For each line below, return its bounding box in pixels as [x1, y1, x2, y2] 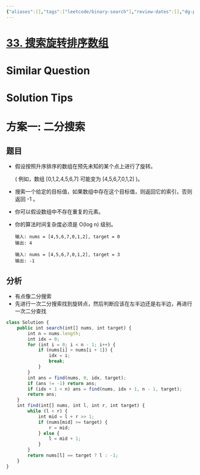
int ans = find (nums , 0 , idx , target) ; [27, 375, 127, 381]
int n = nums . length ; [27, 330, 82, 337]
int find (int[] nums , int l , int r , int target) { [17, 403, 145, 409]
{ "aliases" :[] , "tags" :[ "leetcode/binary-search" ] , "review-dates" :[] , [6, 8, 183, 15]
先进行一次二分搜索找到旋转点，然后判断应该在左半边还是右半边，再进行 [14, 300, 192, 307]
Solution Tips [6, 91, 73, 105]
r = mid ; [48, 424, 70, 431]
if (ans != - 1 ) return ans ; [27, 380, 97, 386]
